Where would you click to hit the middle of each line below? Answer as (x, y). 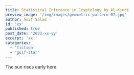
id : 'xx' (15, 24)
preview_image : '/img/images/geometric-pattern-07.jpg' (66, 15)
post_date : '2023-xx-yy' (32, 33)
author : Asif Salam (26, 19)
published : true (23, 29)
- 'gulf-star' (25, 52)
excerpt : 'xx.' (21, 39)
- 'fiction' (23, 48)
